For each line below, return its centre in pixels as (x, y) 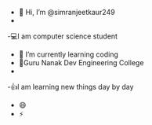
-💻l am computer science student (63, 36)
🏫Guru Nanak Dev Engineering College (81, 63)
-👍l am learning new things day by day (71, 87)
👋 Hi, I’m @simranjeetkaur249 (67, 12)
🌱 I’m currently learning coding (69, 54)
